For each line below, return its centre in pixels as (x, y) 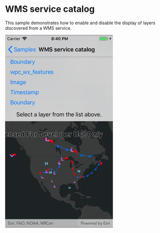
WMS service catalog (50, 9)
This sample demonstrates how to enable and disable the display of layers (80, 23)
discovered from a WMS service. (38, 28)
